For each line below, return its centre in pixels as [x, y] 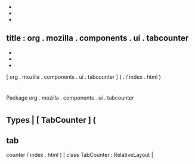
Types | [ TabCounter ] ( [51, 120]
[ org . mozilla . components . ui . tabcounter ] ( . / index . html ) [83, 77]
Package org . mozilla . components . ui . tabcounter [70, 98]
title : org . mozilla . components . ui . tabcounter [97, 38]
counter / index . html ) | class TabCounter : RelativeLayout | [80, 155]
